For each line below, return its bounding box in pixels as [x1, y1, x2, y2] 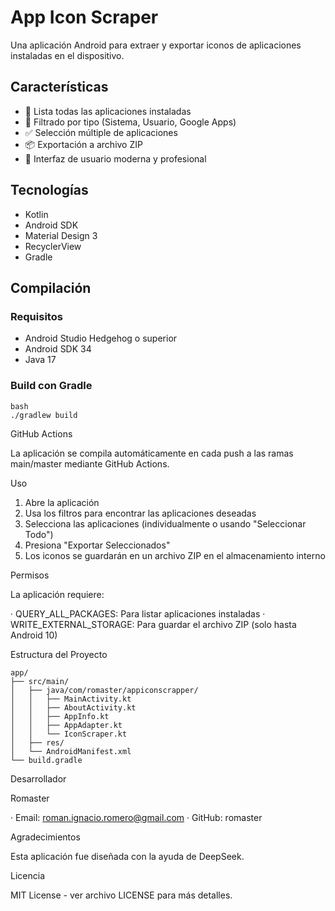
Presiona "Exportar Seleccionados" [24, 539, 171, 551]
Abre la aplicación [24, 496, 100, 508]
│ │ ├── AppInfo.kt [10, 711, 110, 721]
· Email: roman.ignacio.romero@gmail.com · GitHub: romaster [10, 811, 263, 823]
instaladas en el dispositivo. [10, 49, 125, 61]
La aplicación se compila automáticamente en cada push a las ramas [10, 447, 294, 459]
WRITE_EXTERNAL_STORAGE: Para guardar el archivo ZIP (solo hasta [10, 618, 297, 630]
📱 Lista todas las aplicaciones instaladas [24, 105, 192, 117]
